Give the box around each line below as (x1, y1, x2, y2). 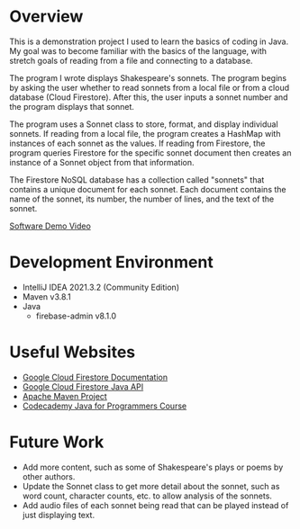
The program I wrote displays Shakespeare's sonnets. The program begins (9, 72, 286, 83)
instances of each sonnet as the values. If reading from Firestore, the (9, 138, 266, 148)
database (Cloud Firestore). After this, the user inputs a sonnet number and (9, 92, 288, 103)
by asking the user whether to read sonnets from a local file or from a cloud (9, 82, 290, 93)
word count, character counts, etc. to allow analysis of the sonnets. (22, 490, 273, 501)
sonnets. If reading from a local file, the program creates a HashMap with (9, 128, 281, 139)
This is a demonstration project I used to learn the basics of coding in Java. (9, 36, 289, 47)
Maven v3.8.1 (22, 291, 71, 302)
